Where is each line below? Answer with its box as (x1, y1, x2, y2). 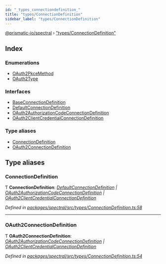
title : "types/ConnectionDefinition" (5, 12, 83, 17)
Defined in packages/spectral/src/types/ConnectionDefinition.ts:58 (5, 205, 142, 211)
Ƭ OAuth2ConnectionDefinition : (5, 233, 72, 239)
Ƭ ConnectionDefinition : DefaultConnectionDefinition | (5, 184, 118, 191)
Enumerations (5, 59, 40, 66)
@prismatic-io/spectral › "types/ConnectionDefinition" (5, 30, 116, 36)
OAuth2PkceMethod (12, 70, 54, 77)
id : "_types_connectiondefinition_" (5, 7, 81, 12)
